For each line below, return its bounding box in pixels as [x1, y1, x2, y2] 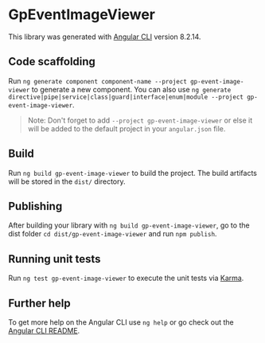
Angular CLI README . [8, 326, 80, 335]
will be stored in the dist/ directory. [8, 177, 126, 186]
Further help [8, 296, 72, 310]
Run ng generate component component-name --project [8, 76, 187, 85]
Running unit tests [8, 252, 101, 266]
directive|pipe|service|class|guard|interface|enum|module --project [8, 93, 244, 101]
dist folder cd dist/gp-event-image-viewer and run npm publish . [8, 229, 217, 239]
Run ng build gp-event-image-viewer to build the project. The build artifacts [8, 168, 257, 177]
